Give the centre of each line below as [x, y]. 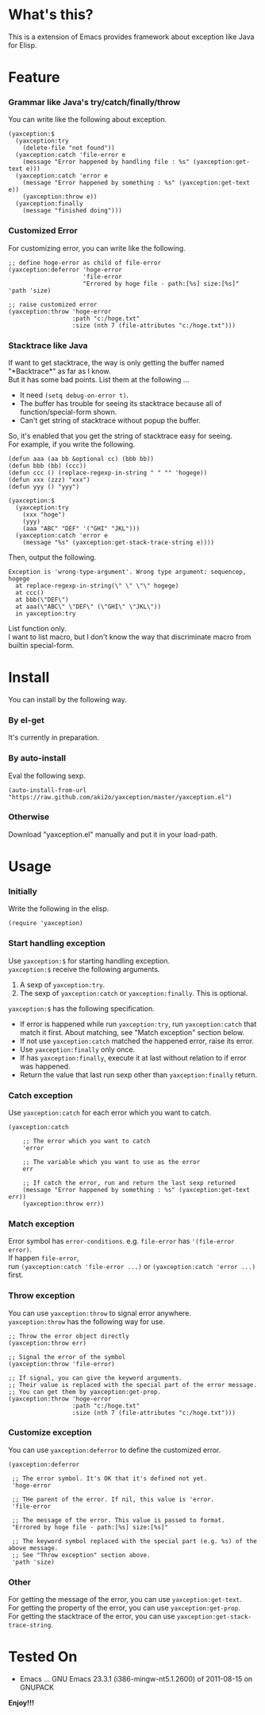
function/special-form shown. [68, 412]
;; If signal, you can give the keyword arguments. [95, 1378]
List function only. [37, 629]
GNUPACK [36, 1688]
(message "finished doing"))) [73, 211]
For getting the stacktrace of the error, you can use [92, 1616]
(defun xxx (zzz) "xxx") [49, 480]
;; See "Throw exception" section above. [81, 1555]
